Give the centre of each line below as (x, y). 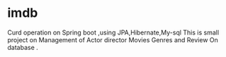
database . (23, 47)
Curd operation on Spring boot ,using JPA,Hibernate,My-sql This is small (113, 32)
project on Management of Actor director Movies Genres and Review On (113, 39)
